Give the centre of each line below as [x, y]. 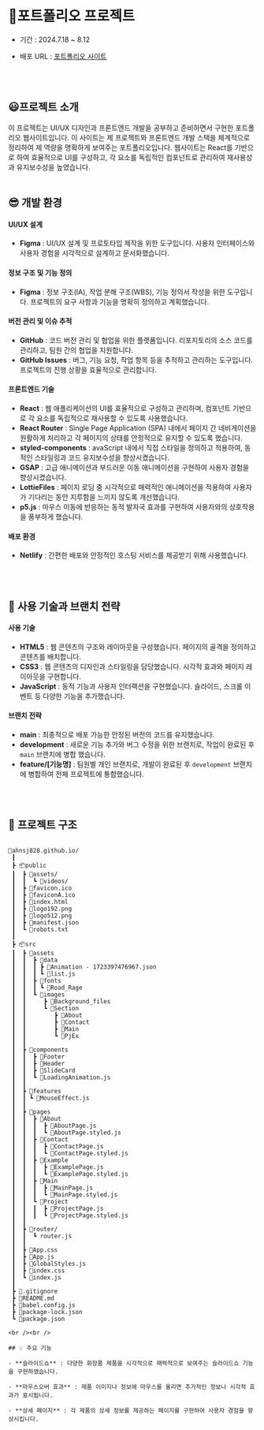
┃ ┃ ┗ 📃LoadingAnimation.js [61, 1077]
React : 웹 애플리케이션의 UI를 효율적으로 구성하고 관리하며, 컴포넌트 [125, 408]
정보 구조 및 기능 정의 [40, 272]
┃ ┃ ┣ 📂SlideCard [44, 1070]
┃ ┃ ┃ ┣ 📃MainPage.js [52, 1188]
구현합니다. [64, 676]
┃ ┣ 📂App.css [35, 1250]
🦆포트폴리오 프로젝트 [72, 16]
